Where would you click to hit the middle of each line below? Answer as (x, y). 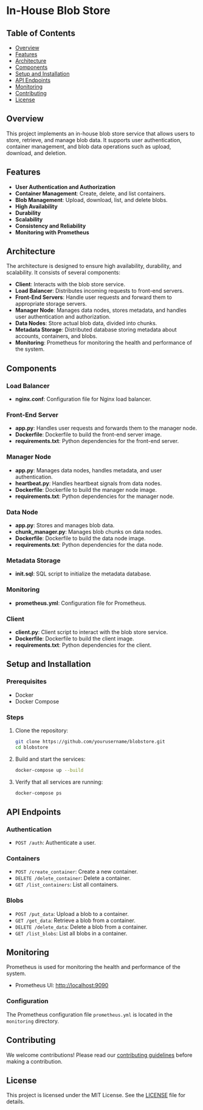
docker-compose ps (38, 793)
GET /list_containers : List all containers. (67, 885)
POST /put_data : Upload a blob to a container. (72, 914)
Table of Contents (41, 33)
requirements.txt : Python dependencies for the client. (83, 645)
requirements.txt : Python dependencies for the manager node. (95, 496)
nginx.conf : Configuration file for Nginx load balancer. (83, 399)
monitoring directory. (33, 1021)
